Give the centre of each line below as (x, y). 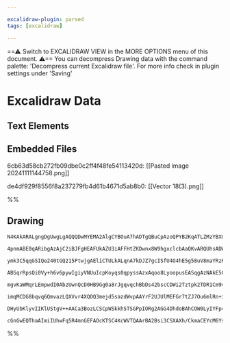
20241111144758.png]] (38, 173)
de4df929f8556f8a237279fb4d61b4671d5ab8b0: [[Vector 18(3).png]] (105, 186)
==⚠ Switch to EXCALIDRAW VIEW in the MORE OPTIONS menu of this (108, 51)
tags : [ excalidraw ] (35, 26)
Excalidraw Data (54, 101)
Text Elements (38, 126)
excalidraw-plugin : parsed (46, 19)
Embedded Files (42, 149)
